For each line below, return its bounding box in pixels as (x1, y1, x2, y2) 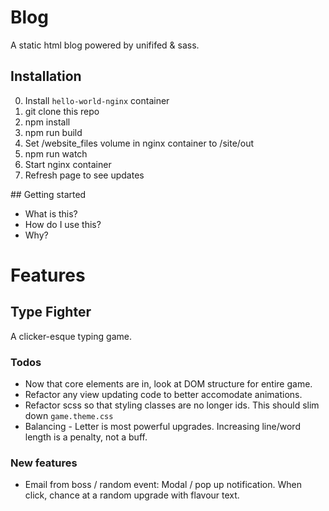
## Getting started (10, 188, 87, 200)
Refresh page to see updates (24, 169, 145, 181)
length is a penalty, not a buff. (24, 431, 148, 443)
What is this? (24, 207, 78, 220)
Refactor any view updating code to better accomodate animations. (24, 389, 303, 401)
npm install (24, 116, 71, 128)
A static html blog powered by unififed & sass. (10, 39, 200, 51)
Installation (10, 68, 82, 85)
